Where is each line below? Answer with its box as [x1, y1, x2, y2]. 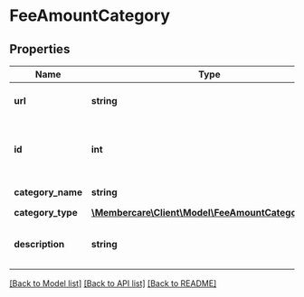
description [14, 238, 65, 250]
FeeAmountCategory [9, 5, 170, 26]
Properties [9, 42, 71, 57]
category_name [14, 186, 83, 199]
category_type [14, 207, 79, 218]
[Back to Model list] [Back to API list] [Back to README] [9, 278, 217, 289]
